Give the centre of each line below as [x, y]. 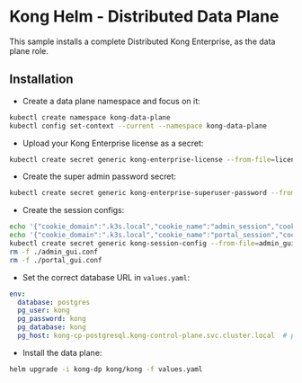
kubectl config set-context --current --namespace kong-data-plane [138, 126]
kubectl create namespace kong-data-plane [90, 117]
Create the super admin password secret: [99, 176]
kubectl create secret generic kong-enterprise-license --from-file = [142, 159]
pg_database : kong [52, 327]
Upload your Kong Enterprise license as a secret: [113, 143]
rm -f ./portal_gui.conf [56, 260]
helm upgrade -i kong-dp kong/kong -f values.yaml [106, 369]
